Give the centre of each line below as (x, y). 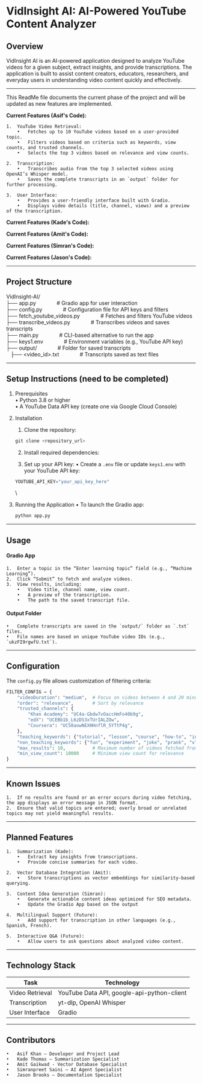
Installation (29, 418)
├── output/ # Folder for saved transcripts (69, 348)
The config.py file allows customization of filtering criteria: (79, 681)
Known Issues (33, 784)
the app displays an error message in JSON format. (72, 803)
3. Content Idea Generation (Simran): (56, 894)
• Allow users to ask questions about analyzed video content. (101, 941)
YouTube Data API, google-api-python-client (122, 993)
